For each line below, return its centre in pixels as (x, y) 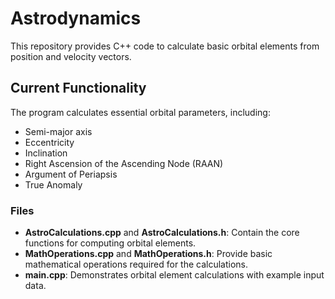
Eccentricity (49, 142)
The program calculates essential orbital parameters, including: (140, 112)
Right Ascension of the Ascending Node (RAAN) (124, 163)
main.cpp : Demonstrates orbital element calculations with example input (174, 275)
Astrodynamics (76, 18)
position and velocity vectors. (71, 56)
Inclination (46, 153)
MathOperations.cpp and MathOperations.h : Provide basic (148, 254)
